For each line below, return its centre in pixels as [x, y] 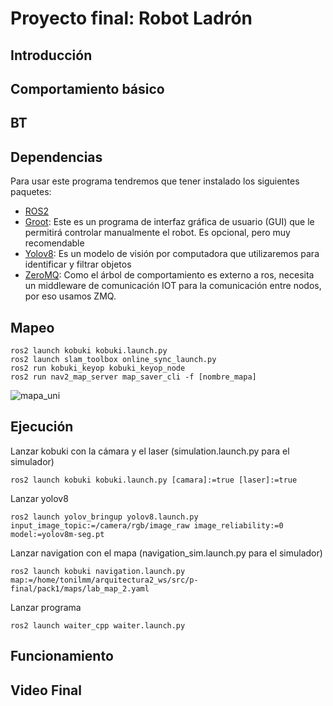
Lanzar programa [46, 607]
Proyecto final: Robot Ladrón [131, 18]
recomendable [54, 243]
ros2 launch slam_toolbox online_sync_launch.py [113, 359]
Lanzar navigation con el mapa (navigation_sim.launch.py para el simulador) [166, 553]
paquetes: [31, 192]
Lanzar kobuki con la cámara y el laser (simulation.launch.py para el [150, 451]
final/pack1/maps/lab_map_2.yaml [80, 588]
